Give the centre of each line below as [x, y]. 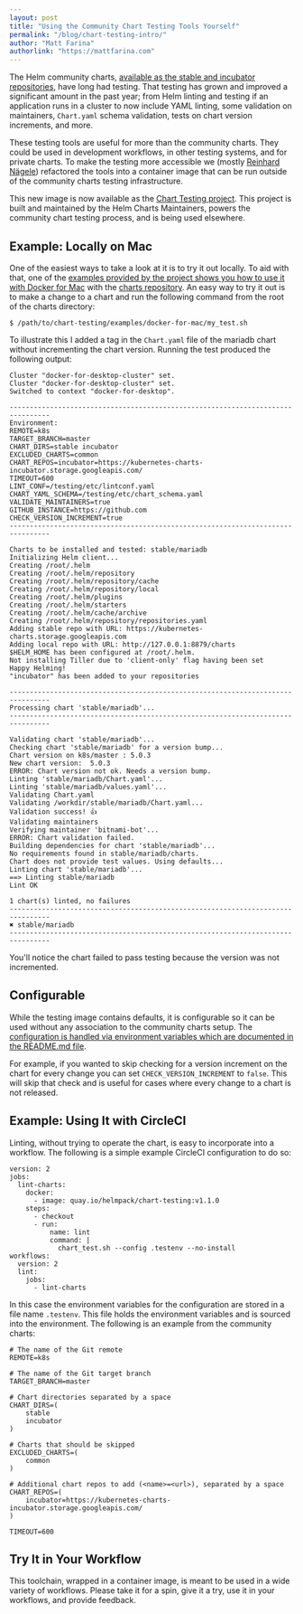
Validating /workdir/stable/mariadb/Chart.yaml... [106, 802]
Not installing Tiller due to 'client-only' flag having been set [137, 660]
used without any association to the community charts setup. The [131, 1026]
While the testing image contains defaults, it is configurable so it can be [142, 1017]
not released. [34, 1092]
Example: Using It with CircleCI [98, 1121]
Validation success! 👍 [53, 812]
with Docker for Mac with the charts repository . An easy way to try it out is [147, 287]
